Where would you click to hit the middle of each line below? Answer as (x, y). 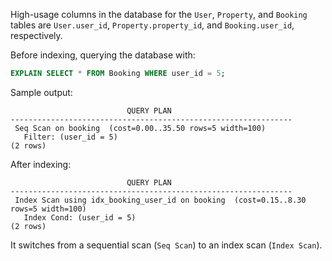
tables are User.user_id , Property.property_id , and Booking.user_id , (152, 25)
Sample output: (41, 92)
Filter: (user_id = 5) (70, 137)
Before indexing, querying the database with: (103, 55)
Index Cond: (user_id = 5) (80, 217)
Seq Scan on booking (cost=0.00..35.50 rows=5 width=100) (140, 128)
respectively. (36, 35)
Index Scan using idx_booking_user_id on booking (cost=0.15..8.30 (160, 200)
